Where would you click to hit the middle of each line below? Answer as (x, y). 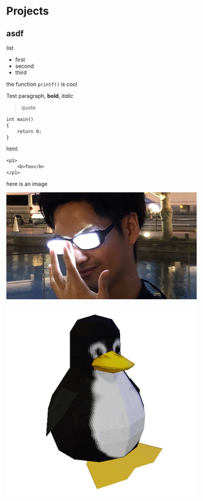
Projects (28, 11)
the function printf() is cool (42, 84)
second (24, 66)
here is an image (27, 184)
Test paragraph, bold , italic (40, 96)
